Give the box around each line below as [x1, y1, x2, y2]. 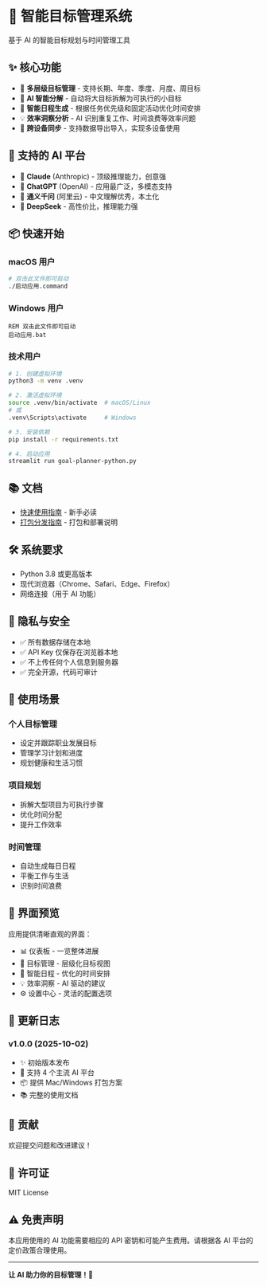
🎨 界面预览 [8, 906, 60, 920]
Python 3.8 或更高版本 [19, 569, 93, 579]
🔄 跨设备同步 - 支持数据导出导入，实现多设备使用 [19, 123, 180, 132]
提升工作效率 [19, 819, 62, 829]
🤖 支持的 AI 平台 [8, 149, 86, 163]
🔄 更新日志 [8, 1014, 60, 1028]
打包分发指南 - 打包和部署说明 [19, 517, 118, 527]
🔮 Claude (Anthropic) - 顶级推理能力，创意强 [19, 171, 167, 181]
